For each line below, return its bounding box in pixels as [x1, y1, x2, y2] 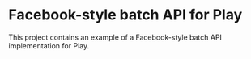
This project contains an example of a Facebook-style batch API [8, 32, 223, 42]
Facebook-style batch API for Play [8, 6, 243, 24]
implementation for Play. [8, 40, 90, 50]
